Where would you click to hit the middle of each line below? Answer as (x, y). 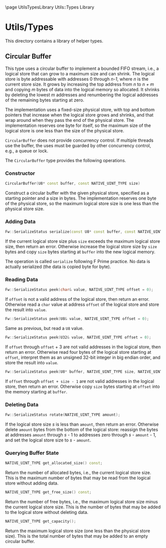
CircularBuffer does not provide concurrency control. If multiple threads (80, 140)
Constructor (20, 173)
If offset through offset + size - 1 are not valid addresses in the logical (80, 381)
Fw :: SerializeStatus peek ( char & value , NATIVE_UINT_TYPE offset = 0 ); (79, 290)
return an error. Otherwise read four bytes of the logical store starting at (78, 352)
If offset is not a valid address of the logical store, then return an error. (77, 299)
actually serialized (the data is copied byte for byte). (58, 267)
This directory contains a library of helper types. (54, 41)
